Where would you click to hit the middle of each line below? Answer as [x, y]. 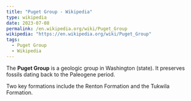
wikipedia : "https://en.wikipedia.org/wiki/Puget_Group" [79, 34]
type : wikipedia [26, 17]
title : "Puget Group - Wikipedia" [50, 12]
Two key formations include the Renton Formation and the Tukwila [88, 86]
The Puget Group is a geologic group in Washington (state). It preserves [95, 68]
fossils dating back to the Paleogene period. [61, 74]
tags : [13, 40]
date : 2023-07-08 [28, 23]
